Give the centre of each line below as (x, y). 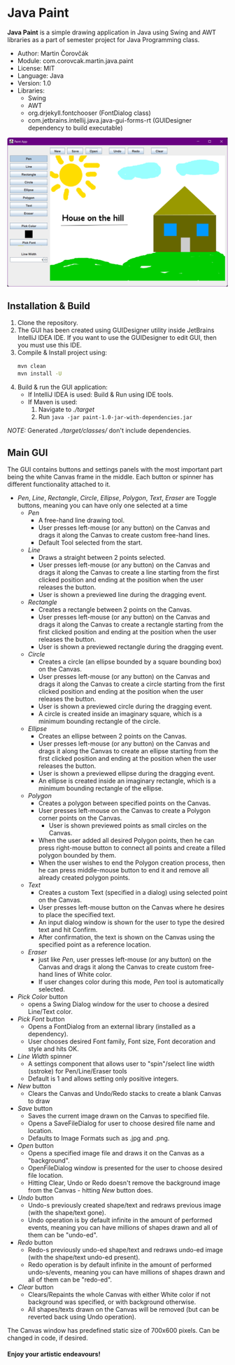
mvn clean (32, 366)
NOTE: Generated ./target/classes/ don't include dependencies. (99, 431)
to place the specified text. (77, 914)
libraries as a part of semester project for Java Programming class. (104, 39)
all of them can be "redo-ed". (70, 1280)
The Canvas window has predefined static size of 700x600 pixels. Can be (114, 1330)
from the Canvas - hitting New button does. (90, 1190)
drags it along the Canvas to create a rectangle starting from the (131, 624)
